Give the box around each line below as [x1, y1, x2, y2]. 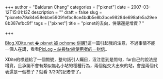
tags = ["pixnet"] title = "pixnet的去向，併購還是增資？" [33, 20, 145, 26]
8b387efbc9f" [5, 20, 33, 26]
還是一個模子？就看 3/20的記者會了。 [9, 69, 84, 75]
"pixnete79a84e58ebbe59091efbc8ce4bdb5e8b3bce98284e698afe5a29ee [5, 15, 157, 20]
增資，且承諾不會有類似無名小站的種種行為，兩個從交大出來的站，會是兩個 [5, 63, 154, 68]
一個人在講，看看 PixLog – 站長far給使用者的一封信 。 [5, 46, 110, 52]
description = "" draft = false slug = [31, 9, 102, 15]
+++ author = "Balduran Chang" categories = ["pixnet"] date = [5, 4, 130, 10]
